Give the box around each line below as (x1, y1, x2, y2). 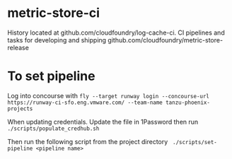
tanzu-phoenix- (165, 99, 211, 106)
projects (7, 105, 33, 112)
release (7, 43, 30, 52)
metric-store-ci (7, 5, 100, 21)
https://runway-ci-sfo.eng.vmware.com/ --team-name (7, 99, 163, 106)
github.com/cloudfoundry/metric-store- (108, 35, 224, 44)
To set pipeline (7, 69, 95, 84)
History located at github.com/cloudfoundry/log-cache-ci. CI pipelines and (7, 28, 225, 37)
